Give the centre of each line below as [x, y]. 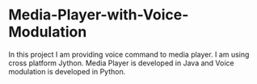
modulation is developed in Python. [67, 71]
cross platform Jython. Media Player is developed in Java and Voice [121, 63]
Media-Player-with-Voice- [99, 15]
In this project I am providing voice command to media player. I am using [129, 54]
